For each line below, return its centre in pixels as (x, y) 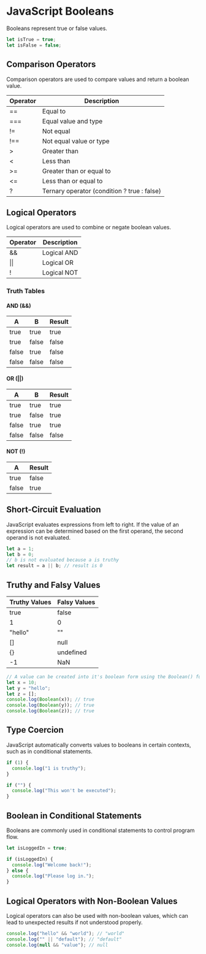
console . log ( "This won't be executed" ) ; (64, 791)
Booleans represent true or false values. (57, 28)
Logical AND (60, 253)
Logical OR (58, 263)
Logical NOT (60, 273)
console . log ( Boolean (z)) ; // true (51, 711)
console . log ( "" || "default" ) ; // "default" (64, 939)
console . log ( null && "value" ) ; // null (57, 945)
